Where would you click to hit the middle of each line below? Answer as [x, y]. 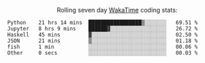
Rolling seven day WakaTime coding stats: [117, 10]
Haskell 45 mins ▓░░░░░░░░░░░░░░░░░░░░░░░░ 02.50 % [102, 35]
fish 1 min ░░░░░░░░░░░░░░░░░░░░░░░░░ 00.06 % [102, 47]
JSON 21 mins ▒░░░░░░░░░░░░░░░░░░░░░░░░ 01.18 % [102, 41]
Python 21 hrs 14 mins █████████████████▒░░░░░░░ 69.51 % [102, 23]
